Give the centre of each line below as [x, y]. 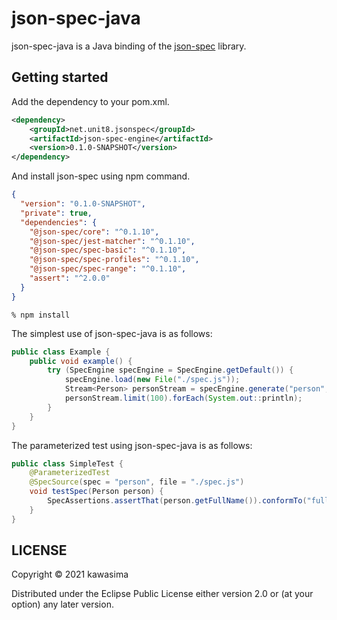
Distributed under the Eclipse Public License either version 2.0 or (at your [162, 594]
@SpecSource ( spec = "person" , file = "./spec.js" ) [137, 482]
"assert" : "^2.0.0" [70, 278]
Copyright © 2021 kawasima [70, 574]
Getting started [60, 77]
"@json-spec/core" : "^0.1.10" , [94, 232]
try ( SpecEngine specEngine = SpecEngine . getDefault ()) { [170, 370]
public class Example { [61, 352]
